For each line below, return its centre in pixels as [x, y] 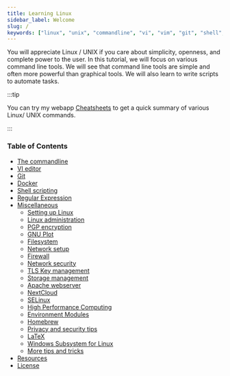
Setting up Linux [50, 212]
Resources [32, 358]
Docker [27, 183]
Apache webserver [54, 285]
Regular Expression [44, 198]
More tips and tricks [55, 351]
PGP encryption [49, 226]
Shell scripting [37, 190]
